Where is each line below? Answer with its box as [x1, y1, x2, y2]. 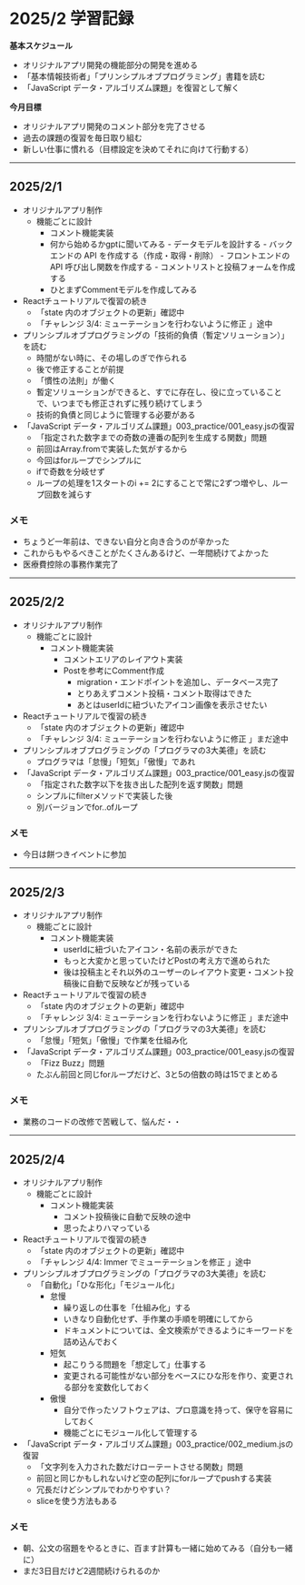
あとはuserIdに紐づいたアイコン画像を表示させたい [76, 699, 268, 710]
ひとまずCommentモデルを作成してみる [49, 284, 198, 295]
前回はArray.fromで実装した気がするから [35, 443, 188, 454]
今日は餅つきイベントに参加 [22, 849, 127, 860]
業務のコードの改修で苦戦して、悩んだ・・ [22, 1116, 182, 1127]
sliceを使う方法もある [35, 1496, 118, 1507]
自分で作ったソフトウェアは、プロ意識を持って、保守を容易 [63, 1405, 286, 1416]
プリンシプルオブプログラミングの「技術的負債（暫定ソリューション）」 [22, 329, 290, 340]
